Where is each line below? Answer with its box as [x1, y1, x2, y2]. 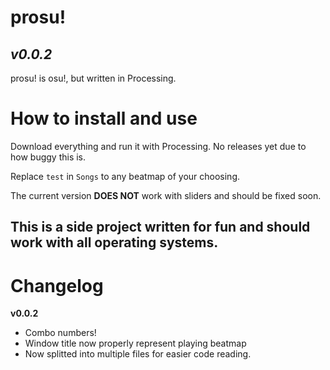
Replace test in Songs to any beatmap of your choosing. [10, 170, 240, 182]
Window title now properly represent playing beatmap [24, 337, 247, 350]
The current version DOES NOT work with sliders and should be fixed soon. [10, 189, 322, 201]
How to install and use [10, 107, 198, 130]
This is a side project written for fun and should [10, 219, 311, 236]
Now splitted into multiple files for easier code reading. [24, 348, 252, 360]
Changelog [10, 274, 104, 297]
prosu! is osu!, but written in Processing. [10, 72, 177, 84]
